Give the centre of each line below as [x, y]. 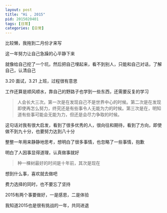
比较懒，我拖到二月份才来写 [34, 43]
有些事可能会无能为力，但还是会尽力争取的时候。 [72, 114]
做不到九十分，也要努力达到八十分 [40, 131]
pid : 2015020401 [22, 19]
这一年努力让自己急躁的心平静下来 [40, 54]
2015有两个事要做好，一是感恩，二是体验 [47, 195]
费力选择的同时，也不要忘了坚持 [38, 184]
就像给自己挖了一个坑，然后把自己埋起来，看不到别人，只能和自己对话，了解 [83, 64]
